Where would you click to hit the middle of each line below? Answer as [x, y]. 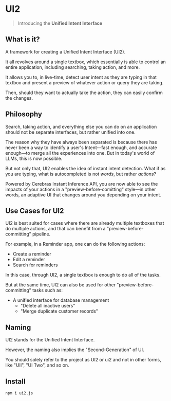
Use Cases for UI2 [35, 211]
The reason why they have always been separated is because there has [81, 142]
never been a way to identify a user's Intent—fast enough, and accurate [81, 148]
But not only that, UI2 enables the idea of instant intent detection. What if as [85, 168]
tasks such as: [48, 290]
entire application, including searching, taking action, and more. [73, 67]
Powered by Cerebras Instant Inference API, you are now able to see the [82, 184]
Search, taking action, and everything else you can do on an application [81, 126]
